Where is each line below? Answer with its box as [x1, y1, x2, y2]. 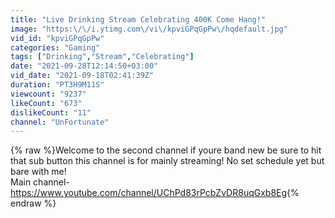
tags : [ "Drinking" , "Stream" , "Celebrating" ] [10, 52, 195, 62]
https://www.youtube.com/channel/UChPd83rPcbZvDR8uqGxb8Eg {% [10, 187, 300, 199]
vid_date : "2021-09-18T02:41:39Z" [10, 71, 155, 81]
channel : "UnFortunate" [10, 117, 110, 127]
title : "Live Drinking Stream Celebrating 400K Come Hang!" [10, 14, 267, 25]
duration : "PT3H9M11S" [10, 80, 105, 90]
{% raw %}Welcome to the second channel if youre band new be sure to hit [10, 144, 322, 156]
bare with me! [10, 166, 67, 178]
